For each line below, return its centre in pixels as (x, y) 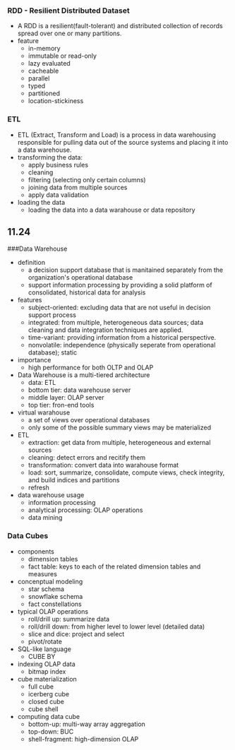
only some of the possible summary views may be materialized (120, 428)
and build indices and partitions (74, 480)
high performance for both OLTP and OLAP (91, 368)
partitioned (44, 93)
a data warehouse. (44, 150)
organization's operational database (80, 278)
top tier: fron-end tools (61, 405)
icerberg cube (48, 694)
